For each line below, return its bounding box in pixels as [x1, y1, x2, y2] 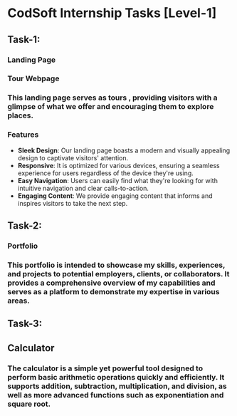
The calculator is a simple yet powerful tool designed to [7, 363, 204, 373]
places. [7, 110, 34, 120]
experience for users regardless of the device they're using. [17, 169, 194, 177]
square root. [7, 399, 51, 409]
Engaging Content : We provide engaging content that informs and [17, 191, 213, 200]
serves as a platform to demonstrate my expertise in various [7, 286, 220, 296]
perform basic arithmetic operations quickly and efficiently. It [7, 372, 225, 382]
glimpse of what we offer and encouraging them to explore [7, 102, 214, 112]
